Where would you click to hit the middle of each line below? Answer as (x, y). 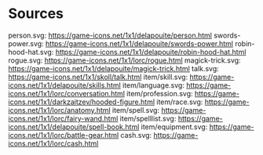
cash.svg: (136, 135)
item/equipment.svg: (174, 127)
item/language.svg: (153, 85)
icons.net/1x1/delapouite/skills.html (65, 85)
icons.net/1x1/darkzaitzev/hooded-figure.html (82, 102)
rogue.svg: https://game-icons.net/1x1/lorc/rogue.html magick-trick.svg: (124, 60)
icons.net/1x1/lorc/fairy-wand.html (63, 118)
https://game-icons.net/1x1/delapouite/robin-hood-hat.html (151, 52)
